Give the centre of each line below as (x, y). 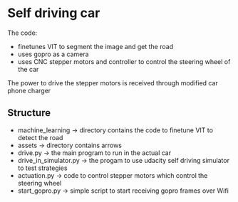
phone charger (29, 90)
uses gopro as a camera (53, 54)
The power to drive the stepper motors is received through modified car (113, 83)
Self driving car (54, 13)
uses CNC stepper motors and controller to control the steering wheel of (124, 61)
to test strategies (42, 168)
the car (28, 69)
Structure (29, 113)
